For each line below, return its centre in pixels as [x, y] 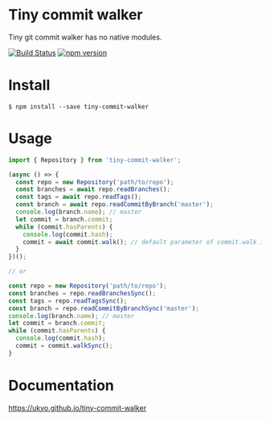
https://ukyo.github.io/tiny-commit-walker [78, 407]
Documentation [61, 386]
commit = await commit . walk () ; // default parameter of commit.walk [140, 242]
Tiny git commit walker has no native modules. [85, 37]
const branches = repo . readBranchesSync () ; [82, 293]
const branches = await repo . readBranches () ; [93, 190]
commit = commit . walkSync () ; [64, 346]
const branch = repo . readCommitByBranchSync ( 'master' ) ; [104, 308]
